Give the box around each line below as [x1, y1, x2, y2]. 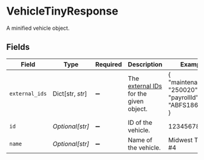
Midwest [168, 136, 193, 144]
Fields [6, 42, 30, 52]
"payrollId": [168, 93, 200, 102]
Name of [127, 136, 153, 144]
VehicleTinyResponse [6, 4, 118, 18]
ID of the [127, 118, 153, 127]
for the [127, 89, 147, 98]
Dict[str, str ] [52, 89, 87, 98]
